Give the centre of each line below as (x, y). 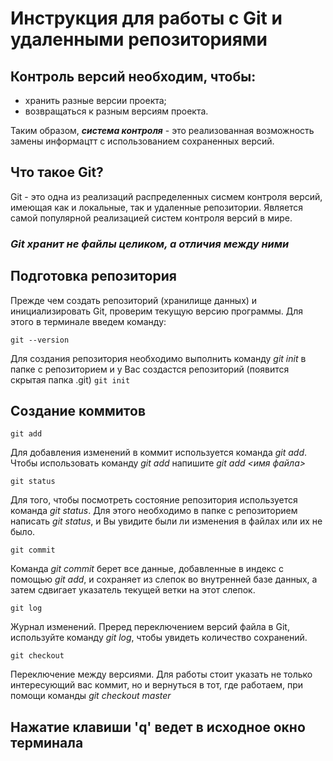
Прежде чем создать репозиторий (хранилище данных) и (134, 300)
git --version (40, 340)
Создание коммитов (78, 410)
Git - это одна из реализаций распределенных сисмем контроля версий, (166, 196)
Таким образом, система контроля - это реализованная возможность (162, 130)
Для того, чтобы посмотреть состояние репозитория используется (154, 500)
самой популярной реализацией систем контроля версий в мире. (151, 218)
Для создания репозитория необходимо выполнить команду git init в (158, 358)
